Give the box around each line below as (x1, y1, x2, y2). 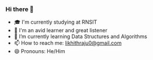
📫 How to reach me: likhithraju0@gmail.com (13, 40, 122, 47)
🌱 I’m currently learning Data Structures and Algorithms (13, 33, 147, 40)
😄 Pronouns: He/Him (13, 48, 65, 55)
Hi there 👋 (5, 5, 34, 13)
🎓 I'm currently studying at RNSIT (13, 18, 98, 25)
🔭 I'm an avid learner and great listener (13, 27, 107, 34)
